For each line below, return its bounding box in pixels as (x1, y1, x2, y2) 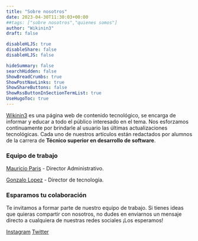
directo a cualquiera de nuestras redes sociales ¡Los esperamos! (6, 217, 164, 224)
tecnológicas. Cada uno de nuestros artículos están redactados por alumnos (6, 130, 193, 137)
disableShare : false (6, 47, 57, 53)
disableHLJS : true (6, 41, 51, 47)
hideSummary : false (6, 62, 54, 68)
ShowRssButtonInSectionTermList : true (6, 90, 102, 96)
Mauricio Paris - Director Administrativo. (6, 165, 104, 172)
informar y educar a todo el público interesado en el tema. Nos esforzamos (6, 118, 189, 125)
